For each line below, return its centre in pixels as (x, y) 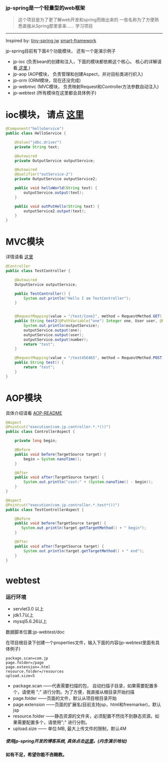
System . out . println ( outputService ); (62, 326)
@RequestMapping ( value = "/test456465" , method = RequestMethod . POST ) (89, 358)
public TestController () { (43, 294)
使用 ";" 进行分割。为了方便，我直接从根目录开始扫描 (80, 692)
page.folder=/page (25, 662)
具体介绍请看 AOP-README (34, 413)
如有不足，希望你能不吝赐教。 (36, 754)
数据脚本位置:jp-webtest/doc (35, 632)
